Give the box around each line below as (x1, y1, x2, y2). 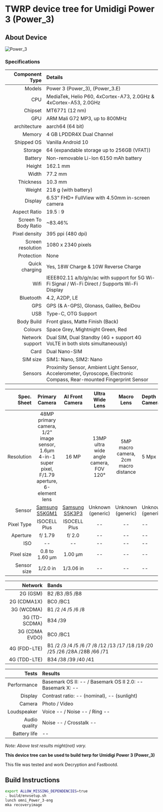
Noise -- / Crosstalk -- (42, 719, 97, 726)
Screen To (18, 216, 42, 223)
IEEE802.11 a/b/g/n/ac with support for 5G (46, 274, 145, 281)
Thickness (17, 179, 42, 185)
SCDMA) (22, 620, 43, 627)
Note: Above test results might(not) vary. (5, 743, 86, 749)
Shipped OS (14, 139, 42, 146)
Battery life (13, 731, 38, 737)
